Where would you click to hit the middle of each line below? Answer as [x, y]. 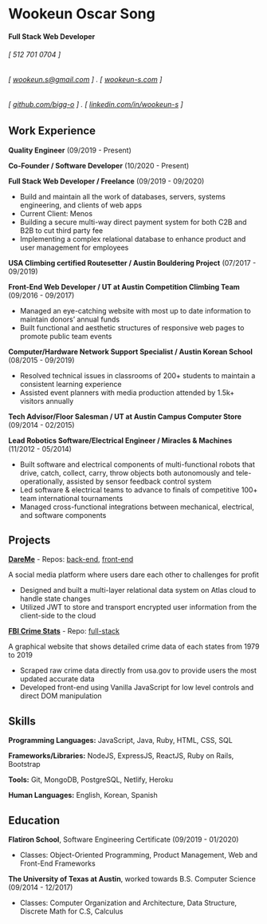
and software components [63, 515]
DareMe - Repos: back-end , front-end [71, 559]
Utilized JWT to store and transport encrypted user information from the [138, 607]
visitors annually [47, 401]
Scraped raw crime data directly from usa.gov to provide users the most [138, 670]
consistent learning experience [71, 384]
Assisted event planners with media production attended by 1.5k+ [127, 393]
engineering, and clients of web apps [80, 205]
